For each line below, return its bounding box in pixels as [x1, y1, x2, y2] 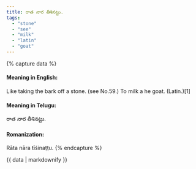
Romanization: [6, 130, 45, 138]
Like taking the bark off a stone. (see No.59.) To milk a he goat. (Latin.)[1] [6, 88, 191, 95]
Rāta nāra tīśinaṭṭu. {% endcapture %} [6, 145, 102, 152]
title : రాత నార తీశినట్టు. [6, 9, 64, 15]
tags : [6, 15, 20, 21]
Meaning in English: [6, 74, 58, 81]
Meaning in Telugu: [6, 102, 57, 109]
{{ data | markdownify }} [6, 156, 68, 163]
